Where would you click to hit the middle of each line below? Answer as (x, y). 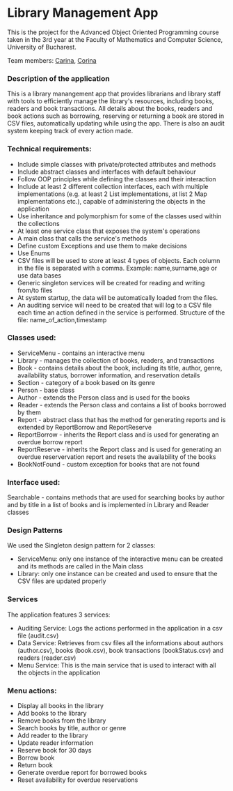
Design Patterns (35, 530)
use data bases (39, 275)
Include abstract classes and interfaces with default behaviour (106, 172)
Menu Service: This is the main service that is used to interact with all (117, 665)
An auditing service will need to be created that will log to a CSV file (114, 305)
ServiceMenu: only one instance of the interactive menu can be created (120, 559)
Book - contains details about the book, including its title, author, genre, (120, 368)
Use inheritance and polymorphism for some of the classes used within (119, 216)
